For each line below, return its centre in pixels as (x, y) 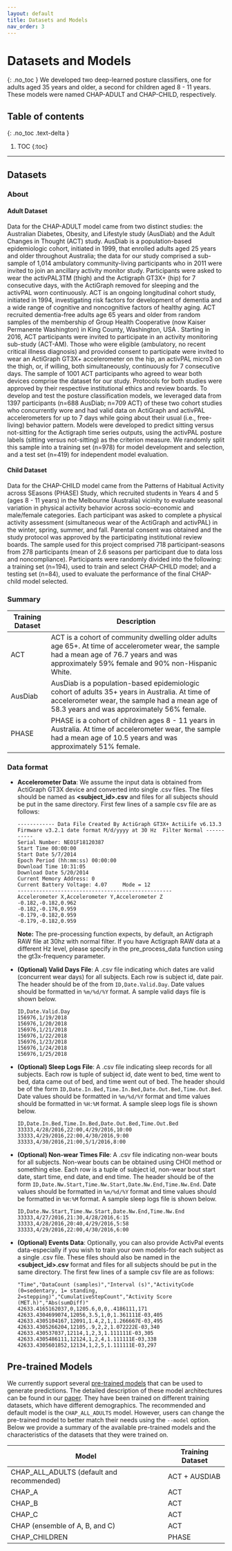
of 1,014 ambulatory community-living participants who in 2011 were (126, 263)
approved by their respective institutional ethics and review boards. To (107, 388)
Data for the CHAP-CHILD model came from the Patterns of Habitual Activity (116, 485)
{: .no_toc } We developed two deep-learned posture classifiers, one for (109, 80)
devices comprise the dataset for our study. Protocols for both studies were (115, 381)
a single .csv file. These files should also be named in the (99, 1257)
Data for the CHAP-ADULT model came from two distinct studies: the (105, 226)
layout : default (30, 14)
